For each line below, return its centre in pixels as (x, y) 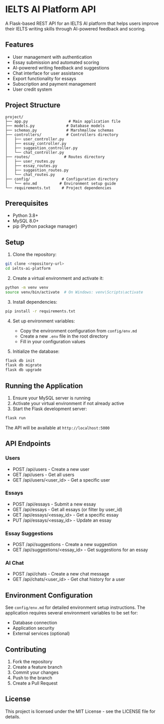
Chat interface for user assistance (48, 73)
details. (13, 716)
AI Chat (15, 563)
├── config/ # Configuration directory (62, 179)
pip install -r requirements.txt (40, 311)
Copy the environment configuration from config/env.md (78, 331)
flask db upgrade (23, 370)
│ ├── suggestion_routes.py (37, 170)
